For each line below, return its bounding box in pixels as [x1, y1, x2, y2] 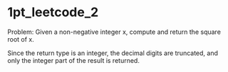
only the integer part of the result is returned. [7, 56, 140, 64]
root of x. [7, 35, 34, 43]
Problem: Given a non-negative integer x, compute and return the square [7, 28, 221, 36]
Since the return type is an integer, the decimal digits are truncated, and [7, 49, 219, 57]
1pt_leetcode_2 [7, 4, 99, 20]
